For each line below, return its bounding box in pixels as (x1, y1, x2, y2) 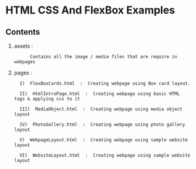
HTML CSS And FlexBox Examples (5, 4, 175, 17)
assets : (13, 42, 33, 49)
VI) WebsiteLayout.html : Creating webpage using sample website (19, 153, 191, 158)
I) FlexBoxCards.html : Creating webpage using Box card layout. (19, 80, 191, 86)
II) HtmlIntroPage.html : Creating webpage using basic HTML (19, 91, 180, 97)
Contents (5, 27, 40, 37)
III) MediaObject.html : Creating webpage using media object (19, 106, 183, 112)
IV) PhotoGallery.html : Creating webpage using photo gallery (19, 121, 185, 127)
